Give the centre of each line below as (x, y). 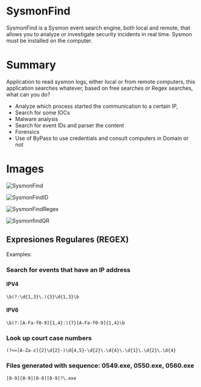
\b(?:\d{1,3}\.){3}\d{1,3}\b (43, 297)
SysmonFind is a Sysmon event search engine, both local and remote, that (98, 28)
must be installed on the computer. (49, 40)
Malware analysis (36, 119)
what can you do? (28, 94)
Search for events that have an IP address (68, 269)
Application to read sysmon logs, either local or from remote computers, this (101, 81)
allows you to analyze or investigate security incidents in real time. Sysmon (99, 34)
